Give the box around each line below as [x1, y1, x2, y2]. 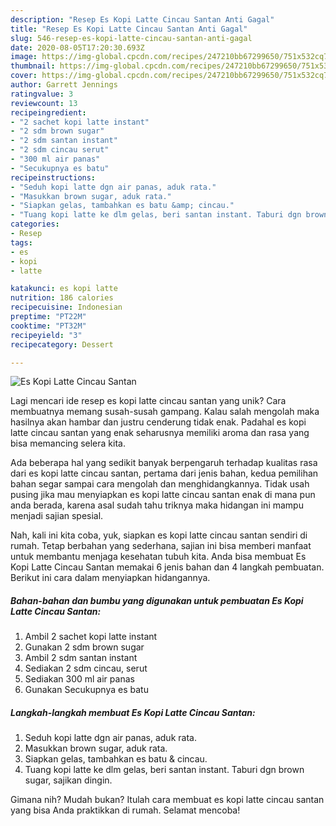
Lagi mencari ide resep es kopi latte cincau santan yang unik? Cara [10, 395, 287, 407]
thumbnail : [10, 61, 56, 71]
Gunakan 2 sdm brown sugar [24, 641, 145, 653]
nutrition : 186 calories [10, 293, 114, 303]
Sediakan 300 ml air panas [24, 673, 135, 685]
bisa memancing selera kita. [10, 437, 126, 450]
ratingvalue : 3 [10, 89, 74, 99]
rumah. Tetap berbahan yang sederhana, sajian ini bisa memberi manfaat [10, 540, 312, 552]
